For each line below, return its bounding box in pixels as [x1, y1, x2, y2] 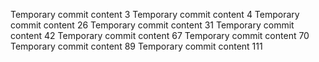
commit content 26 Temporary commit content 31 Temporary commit [10, 19, 295, 31]
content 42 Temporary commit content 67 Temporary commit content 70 [10, 30, 310, 41]
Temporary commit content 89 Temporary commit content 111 [10, 40, 263, 52]
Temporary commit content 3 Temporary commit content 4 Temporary [10, 9, 300, 20]
